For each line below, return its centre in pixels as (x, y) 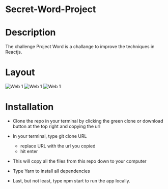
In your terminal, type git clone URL (50, 136)
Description (31, 33)
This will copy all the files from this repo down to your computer (79, 161)
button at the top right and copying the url (57, 126)
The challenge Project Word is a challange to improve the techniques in (80, 47)
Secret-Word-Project (51, 9)
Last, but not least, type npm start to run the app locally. (72, 181)
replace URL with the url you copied (58, 146)
